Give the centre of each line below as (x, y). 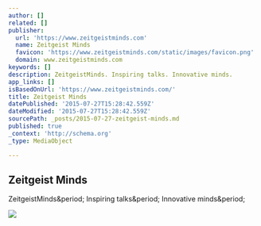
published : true (35, 126)
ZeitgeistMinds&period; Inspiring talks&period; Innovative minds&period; (127, 199)
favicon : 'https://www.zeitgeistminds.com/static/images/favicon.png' (135, 52)
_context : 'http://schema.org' (60, 133)
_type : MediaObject (41, 141)
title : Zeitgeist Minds (48, 97)
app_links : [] (32, 82)
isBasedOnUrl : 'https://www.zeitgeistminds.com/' (92, 89)
